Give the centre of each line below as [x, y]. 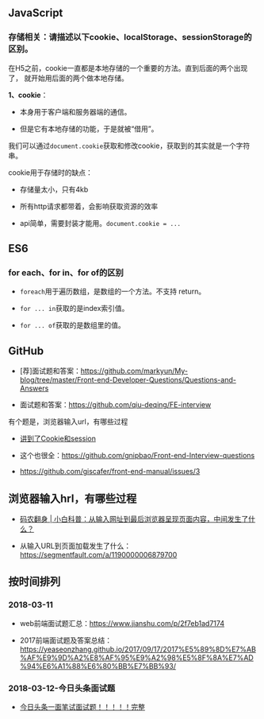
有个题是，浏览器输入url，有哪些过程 [68, 422]
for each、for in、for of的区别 [66, 272]
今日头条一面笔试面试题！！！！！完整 [82, 706]
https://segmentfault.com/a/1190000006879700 [98, 555]
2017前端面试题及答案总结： [66, 640]
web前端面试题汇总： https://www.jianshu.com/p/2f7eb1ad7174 [122, 623]
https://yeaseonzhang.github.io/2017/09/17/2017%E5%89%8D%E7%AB [138, 649]
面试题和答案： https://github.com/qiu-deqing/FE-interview [115, 405]
